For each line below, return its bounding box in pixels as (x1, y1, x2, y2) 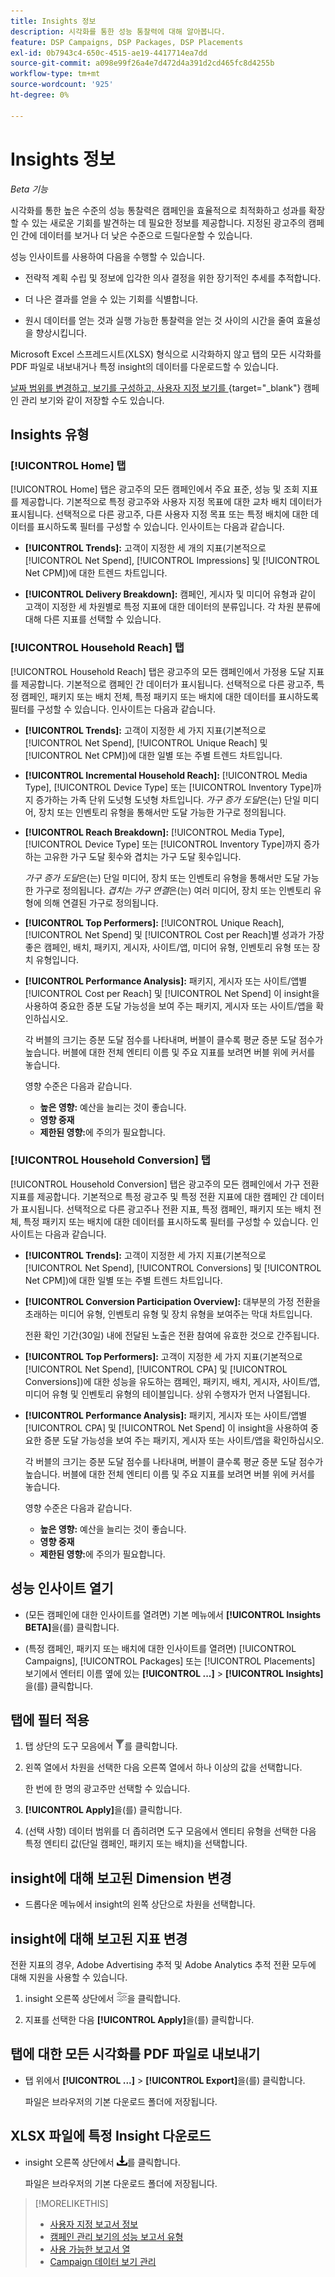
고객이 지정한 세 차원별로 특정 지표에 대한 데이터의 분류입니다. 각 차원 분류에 (24, 601, 322, 613)
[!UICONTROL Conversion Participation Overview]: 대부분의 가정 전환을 (24, 1295, 321, 1307)
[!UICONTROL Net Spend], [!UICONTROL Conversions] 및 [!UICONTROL (24, 1261, 322, 1274)
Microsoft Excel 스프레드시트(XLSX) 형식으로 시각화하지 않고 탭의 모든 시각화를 (10, 348, 322, 360)
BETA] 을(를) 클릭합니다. (24, 1621, 120, 1633)
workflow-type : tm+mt (10, 69, 101, 79)
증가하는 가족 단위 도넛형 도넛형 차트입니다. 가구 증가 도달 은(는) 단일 (35, 793, 301, 805)
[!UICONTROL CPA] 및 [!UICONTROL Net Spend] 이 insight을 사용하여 (24, 1421, 309, 1434)
